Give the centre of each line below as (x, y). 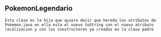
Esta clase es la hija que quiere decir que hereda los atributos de (80, 20)
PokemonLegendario (39, 8)
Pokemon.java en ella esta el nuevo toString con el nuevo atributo (79, 25)
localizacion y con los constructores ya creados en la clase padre (79, 29)
